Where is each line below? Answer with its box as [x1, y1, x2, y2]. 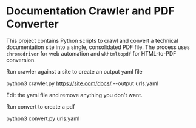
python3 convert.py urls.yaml [6, 115, 80, 122]
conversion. [6, 56, 36, 63]
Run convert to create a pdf [6, 103, 75, 110]
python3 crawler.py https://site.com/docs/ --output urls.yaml [6, 80, 159, 87]
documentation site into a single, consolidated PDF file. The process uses [6, 43, 190, 51]
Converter [6, 17, 59, 31]
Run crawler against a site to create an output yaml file [6, 68, 143, 75]
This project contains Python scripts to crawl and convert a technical [6, 37, 178, 44]
